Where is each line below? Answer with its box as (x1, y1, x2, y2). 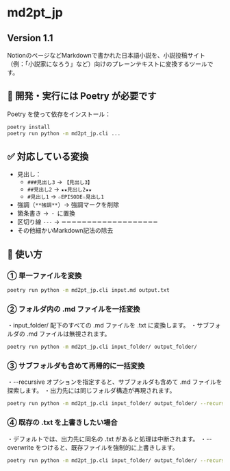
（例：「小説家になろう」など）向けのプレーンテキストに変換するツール (7, 60, 207, 68)
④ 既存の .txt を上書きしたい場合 (7, 417, 118, 427)
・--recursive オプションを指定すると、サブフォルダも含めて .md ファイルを (7, 378, 222, 386)
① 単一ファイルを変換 (7, 271, 82, 280)
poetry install (7, 124, 51, 130)
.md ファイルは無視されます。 (26, 330, 111, 338)
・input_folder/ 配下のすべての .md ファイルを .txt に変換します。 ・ (7, 321, 197, 330)
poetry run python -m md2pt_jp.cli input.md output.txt (7, 287, 170, 294)
